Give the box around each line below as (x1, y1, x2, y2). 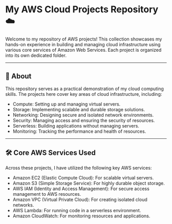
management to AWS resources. (12, 191, 81, 197)
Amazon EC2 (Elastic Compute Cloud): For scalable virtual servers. (12, 174, 154, 180)
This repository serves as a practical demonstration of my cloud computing (5, 86, 164, 92)
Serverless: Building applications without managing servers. (12, 123, 140, 129)
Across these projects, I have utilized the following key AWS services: (5, 165, 152, 171)
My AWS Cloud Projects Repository (5, 4, 159, 15)
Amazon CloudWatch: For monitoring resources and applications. (12, 213, 150, 219)
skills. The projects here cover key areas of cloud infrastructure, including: (5, 91, 162, 97)
